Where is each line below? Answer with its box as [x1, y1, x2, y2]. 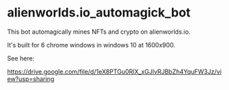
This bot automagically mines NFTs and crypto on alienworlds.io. [7, 27, 191, 36]
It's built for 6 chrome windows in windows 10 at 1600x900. [7, 41, 175, 49]
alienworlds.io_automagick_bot [7, 5, 191, 21]
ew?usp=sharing [7, 74, 55, 83]
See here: [7, 54, 34, 63]
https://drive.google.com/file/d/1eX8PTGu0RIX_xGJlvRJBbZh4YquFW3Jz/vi [7, 67, 222, 76]
